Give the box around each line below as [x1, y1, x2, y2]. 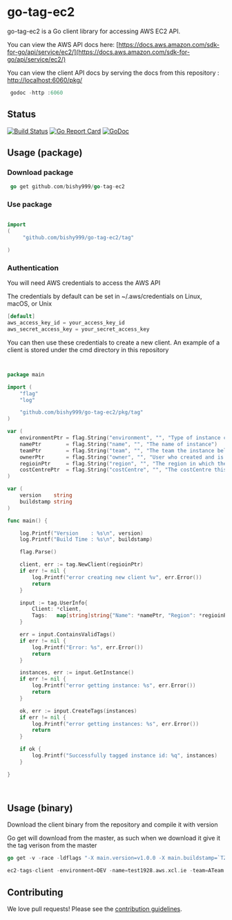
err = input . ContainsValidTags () [19, 631, 116, 638]
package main [7, 371, 45, 378]
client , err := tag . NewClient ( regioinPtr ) [19, 561, 144, 568]
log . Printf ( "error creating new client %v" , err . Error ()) [32, 573, 202, 581]
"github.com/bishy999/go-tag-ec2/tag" [22, 234, 135, 241]
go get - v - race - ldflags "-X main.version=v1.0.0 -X [7, 855, 166, 862]
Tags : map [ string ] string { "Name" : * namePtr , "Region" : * [32, 612, 202, 619]
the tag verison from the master [7, 841, 97, 849]
